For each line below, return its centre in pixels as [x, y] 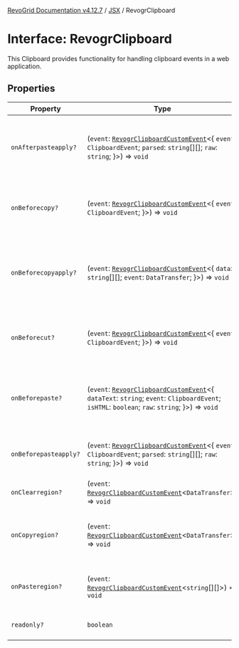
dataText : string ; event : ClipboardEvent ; [154, 398]
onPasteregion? [37, 586]
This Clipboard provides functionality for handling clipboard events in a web [118, 58]
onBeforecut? [33, 338]
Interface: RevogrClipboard [90, 39]
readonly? [27, 625]
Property [46, 108]
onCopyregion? [35, 535]
